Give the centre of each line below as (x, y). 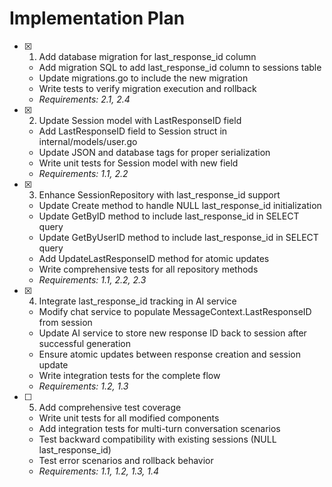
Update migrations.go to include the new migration (143, 78)
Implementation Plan (97, 18)
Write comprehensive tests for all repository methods (148, 269)
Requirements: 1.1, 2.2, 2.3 (92, 279)
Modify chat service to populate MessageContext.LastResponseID (175, 311)
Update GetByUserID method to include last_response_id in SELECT (178, 237)
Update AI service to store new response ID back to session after (172, 333)
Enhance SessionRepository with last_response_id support (159, 194)
